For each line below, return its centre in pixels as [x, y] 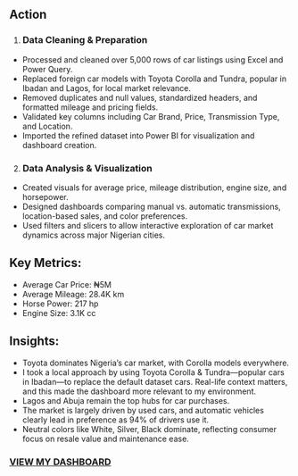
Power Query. [47, 69]
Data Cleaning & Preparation [85, 40]
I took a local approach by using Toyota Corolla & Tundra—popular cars [153, 372]
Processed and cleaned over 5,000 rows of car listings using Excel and [153, 59]
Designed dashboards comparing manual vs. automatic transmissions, [151, 206]
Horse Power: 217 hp [60, 304]
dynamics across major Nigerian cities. [94, 235]
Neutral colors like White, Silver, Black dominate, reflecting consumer [149, 429]
